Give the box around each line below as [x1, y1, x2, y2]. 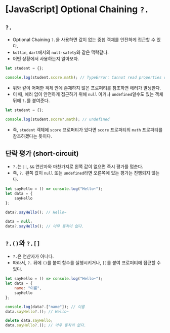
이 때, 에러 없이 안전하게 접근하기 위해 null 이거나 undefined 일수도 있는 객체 [12, 91, 163, 97]
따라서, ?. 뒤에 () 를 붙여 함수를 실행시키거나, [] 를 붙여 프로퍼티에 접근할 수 [12, 260, 161, 266]
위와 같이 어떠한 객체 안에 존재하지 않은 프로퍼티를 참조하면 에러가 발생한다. [12, 85, 161, 91]
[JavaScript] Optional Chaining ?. [5, 4, 149, 15]
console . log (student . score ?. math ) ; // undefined [5, 117, 110, 122]
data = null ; [5, 219, 33, 224]
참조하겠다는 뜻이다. [12, 133, 52, 139]
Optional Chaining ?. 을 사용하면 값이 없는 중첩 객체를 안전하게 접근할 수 [12, 37, 156, 43]
